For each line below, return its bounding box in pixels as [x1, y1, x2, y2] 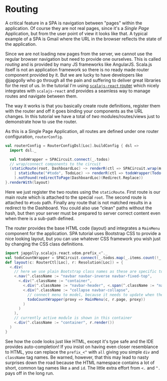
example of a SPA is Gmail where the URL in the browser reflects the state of [5, 36, 162, 42]
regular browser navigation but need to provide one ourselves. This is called [5, 56, 161, 62]
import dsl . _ [9, 148, 37, 153]
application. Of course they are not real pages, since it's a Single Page [5, 25, 149, 31]
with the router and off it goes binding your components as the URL [5, 108, 143, 114]
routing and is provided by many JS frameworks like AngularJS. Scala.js [5, 61, 153, 67]
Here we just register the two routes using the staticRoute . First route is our [5, 189, 161, 195]
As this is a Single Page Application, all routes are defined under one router [5, 128, 159, 134]
